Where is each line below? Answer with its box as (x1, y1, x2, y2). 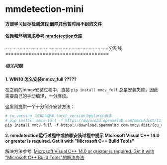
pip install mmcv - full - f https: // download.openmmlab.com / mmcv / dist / (5, 123, 153, 128)
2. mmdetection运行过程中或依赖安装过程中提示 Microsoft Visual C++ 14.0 (5, 132, 160, 138)
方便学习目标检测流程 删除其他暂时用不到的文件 (5, 21, 102, 27)
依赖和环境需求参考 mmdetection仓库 (5, 33, 83, 39)
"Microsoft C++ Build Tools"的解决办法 (5, 154, 84, 160)
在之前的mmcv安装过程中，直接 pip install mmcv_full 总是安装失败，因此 (5, 86, 159, 92)
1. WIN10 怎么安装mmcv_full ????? (5, 76, 77, 82)
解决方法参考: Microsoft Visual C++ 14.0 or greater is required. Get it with (5, 148, 155, 154)
